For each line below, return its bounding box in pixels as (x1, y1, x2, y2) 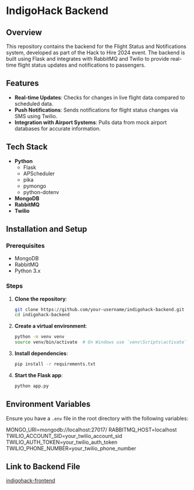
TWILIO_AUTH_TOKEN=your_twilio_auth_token (6, 439, 118, 446)
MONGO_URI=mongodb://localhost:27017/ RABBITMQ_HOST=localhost (6, 426, 177, 433)
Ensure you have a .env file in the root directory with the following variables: (6, 415, 189, 422)
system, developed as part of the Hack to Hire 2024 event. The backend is (6, 49, 185, 56)
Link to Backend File (6, 462, 80, 472)
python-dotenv (23, 188, 59, 195)
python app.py (14, 383, 49, 389)
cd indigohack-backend (14, 312, 70, 318)
